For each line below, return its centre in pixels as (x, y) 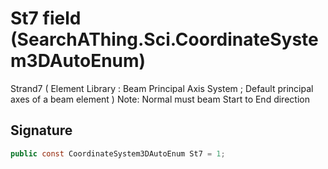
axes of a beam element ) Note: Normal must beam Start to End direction (160, 99)
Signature (41, 130)
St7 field (46, 18)
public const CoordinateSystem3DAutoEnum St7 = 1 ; (118, 153)
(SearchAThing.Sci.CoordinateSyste (164, 39)
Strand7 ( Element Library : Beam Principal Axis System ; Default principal (162, 88)
